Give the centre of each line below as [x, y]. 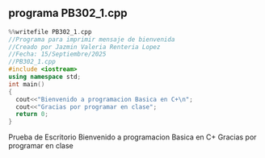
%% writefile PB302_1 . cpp [50, 31]
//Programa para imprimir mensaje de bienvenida [92, 39]
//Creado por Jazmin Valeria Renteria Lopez [84, 47]
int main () [27, 84]
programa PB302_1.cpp [68, 13]
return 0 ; [32, 114]
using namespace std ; [45, 77]
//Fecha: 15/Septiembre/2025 [57, 54]
